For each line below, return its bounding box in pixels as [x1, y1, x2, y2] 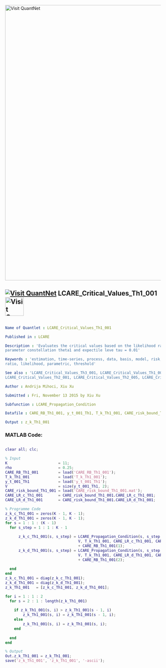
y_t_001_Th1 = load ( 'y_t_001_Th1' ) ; [5, 479, 107, 484]
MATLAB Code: [5, 432, 43, 439]
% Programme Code [5, 507, 41, 512]
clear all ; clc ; [5, 447, 39, 452]
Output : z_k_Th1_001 [5, 420, 50, 425]
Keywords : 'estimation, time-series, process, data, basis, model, [5, 357, 149, 362]
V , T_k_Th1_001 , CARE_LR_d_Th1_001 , [78, 552, 154, 558]
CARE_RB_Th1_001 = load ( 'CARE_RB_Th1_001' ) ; [5, 469, 116, 475]
